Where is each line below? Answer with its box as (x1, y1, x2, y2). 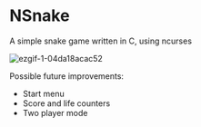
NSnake (9, 5, 70, 26)
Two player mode (22, 107, 88, 118)
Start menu (22, 88, 65, 99)
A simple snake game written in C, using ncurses (9, 35, 193, 46)
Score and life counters (22, 97, 111, 109)
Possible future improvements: (9, 70, 125, 82)
